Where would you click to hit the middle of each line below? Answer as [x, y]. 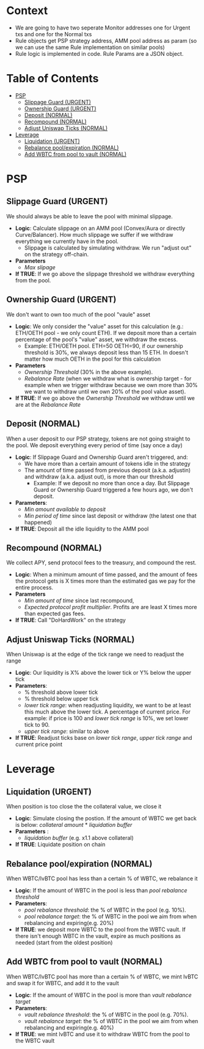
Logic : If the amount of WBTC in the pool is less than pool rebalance [101, 890]
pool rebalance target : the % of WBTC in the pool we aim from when [111, 916]
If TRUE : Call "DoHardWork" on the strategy [71, 620]
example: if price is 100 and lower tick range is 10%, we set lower [106, 718]
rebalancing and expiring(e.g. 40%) [69, 1028]
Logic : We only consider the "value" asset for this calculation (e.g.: [99, 326]
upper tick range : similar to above [67, 731]
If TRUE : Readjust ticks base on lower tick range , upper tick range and [104, 738]
